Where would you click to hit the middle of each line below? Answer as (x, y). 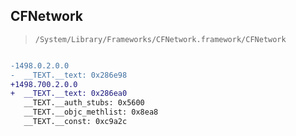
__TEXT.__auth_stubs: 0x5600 (84, 103)
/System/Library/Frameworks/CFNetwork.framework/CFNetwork (160, 39)
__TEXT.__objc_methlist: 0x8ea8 (91, 112)
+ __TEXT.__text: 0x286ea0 (69, 94)
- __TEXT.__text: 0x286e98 (69, 75)
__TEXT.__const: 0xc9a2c (75, 122)
